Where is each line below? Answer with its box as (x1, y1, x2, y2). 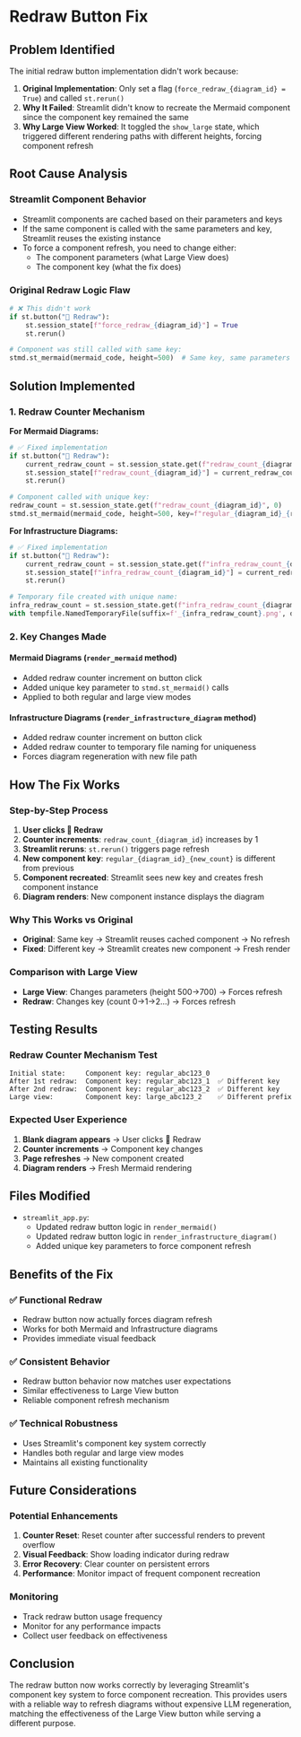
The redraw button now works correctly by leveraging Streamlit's (9, 1680, 250, 1690)
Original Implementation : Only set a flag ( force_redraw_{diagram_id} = (21, 83, 287, 93)
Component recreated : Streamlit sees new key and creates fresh (21, 872, 263, 883)
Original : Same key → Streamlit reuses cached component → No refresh (21, 934, 290, 945)
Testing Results (9, 1021, 99, 1037)
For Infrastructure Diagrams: (9, 525, 118, 536)
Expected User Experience (9, 1113, 128, 1126)
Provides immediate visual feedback (21, 1333, 157, 1344)
